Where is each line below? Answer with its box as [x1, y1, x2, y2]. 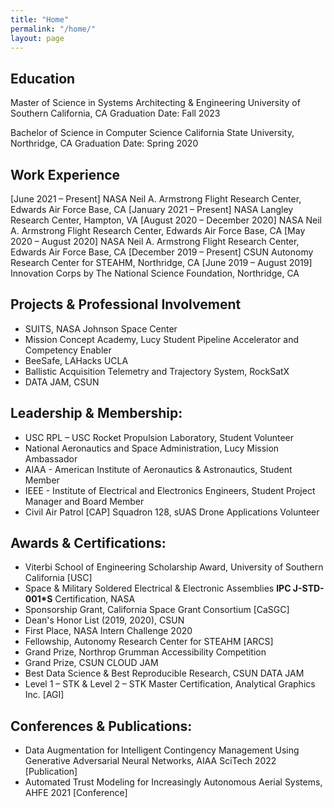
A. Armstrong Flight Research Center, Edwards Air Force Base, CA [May [10, 225, 306, 236]
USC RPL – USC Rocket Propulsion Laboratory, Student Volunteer [24, 431, 295, 443]
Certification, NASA [54, 593, 136, 605]
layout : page [10, 33, 65, 43]
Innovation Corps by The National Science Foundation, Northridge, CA [10, 267, 300, 279]
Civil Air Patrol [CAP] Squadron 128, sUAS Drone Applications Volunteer [24, 506, 320, 518]
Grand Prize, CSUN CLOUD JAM [24, 657, 159, 669]
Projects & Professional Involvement [10, 296, 242, 313]
